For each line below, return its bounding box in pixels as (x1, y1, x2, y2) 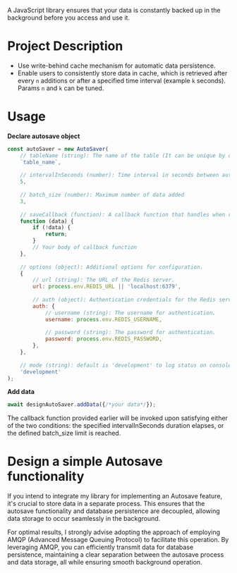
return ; (44, 230, 68, 238)
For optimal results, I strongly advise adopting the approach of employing (7, 528, 221, 536)
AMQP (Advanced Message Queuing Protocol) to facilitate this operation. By (7, 536, 229, 544)
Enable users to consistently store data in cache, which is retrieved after (17, 68, 228, 77)
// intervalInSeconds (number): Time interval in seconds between (20, 172, 219, 179)
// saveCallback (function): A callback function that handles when (20, 211, 226, 218)
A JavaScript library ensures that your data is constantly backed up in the (7, 6, 221, 14)
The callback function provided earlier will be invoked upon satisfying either (7, 414, 228, 422)
